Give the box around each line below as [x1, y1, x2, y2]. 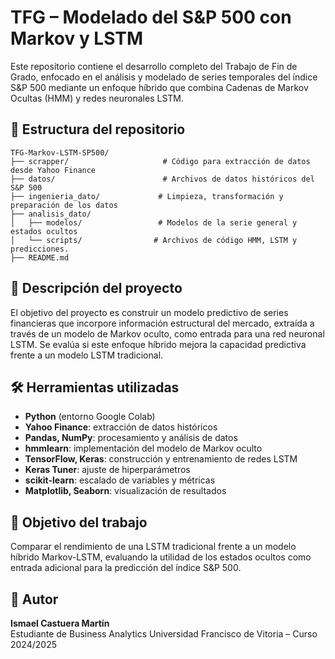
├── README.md [10, 252, 70, 263]
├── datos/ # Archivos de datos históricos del [10, 174, 315, 184]
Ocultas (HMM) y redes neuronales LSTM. [10, 92, 185, 104]
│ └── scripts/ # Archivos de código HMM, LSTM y [10, 235, 298, 245]
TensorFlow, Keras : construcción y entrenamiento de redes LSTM [24, 453, 298, 465]
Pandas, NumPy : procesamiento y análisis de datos [24, 432, 238, 444]
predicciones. [10, 244, 70, 254]
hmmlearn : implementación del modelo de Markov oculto [24, 442, 263, 455]
